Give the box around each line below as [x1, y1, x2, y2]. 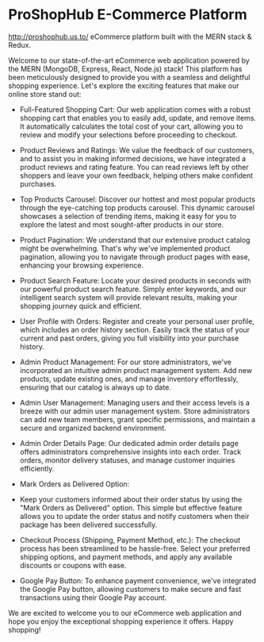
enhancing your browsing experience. [19, 260, 144, 270]
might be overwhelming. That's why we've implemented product [19, 244, 231, 253]
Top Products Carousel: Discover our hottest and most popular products [19, 194, 256, 204]
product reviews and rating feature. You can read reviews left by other [19, 162, 249, 171]
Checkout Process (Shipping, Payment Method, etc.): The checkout [19, 535, 240, 544]
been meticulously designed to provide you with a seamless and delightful [8, 72, 251, 82]
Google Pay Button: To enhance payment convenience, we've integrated [19, 575, 256, 585]
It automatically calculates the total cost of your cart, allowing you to [19, 121, 243, 131]
